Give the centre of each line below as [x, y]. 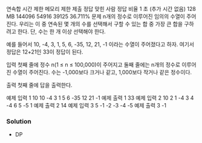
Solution [19, 121]
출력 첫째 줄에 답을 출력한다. [39, 85]
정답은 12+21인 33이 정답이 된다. [45, 52]
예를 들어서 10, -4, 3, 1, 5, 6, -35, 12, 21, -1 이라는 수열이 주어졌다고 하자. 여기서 [100, 44]
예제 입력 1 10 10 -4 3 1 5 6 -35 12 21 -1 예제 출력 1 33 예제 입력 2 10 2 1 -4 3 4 [100, 98]
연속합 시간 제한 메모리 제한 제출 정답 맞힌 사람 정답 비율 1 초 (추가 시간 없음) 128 [101, 9]
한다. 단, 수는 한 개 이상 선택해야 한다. [61, 31]
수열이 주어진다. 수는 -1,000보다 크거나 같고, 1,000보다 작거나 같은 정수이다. [102, 72]
